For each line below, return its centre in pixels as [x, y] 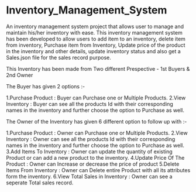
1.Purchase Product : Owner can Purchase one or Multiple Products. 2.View [97, 133]
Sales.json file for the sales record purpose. [59, 57]
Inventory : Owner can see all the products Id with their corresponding [91, 139]
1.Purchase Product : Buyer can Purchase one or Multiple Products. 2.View [96, 98]
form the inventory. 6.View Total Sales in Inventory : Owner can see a [89, 176]
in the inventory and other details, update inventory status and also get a [94, 51]
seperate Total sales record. [40, 183]
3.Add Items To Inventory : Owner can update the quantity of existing [89, 151]
